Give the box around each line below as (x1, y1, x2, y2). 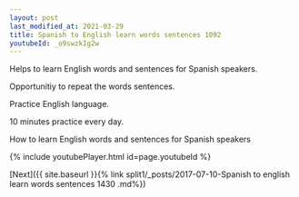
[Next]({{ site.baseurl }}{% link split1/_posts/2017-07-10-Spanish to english (9, 169, 291, 180)
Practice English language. (9, 99, 109, 110)
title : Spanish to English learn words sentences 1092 (9, 30, 222, 39)
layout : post (9, 13, 59, 23)
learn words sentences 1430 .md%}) (9, 179, 146, 190)
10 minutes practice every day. (9, 116, 125, 127)
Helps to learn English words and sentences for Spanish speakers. (9, 64, 258, 74)
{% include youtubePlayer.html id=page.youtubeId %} (9, 152, 212, 163)
